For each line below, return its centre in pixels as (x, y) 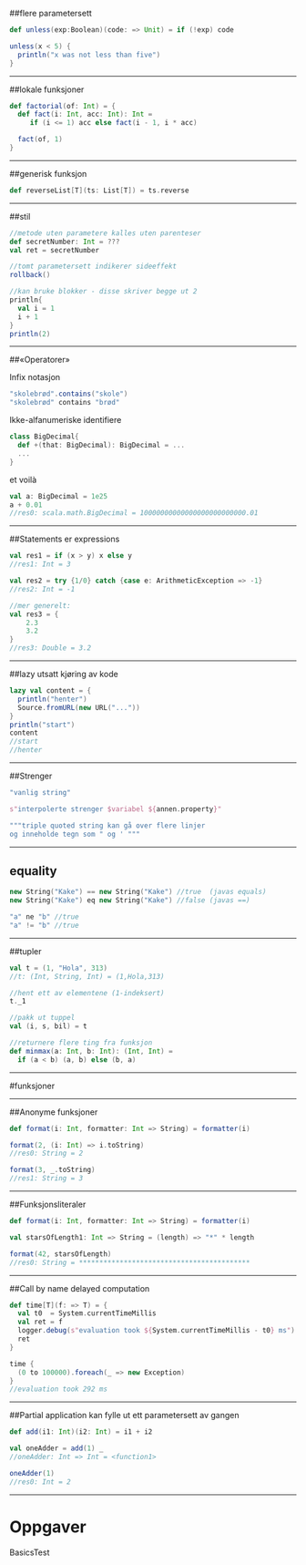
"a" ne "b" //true (44, 917)
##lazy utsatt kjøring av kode (64, 674)
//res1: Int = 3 (40, 564)
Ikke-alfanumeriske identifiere (66, 420)
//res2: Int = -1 (42, 589)
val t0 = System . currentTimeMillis (87, 1313)
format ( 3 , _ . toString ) (52, 1170)
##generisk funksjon (48, 173)
